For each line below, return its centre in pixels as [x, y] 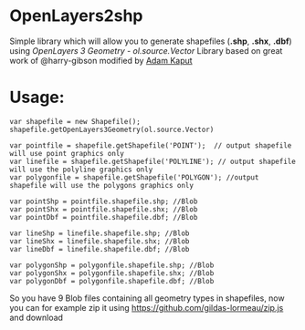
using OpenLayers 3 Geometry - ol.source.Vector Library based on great [146, 50]
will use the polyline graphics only [81, 170]
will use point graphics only [67, 153]
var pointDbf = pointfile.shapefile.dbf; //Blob [104, 217]
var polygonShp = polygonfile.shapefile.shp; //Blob [112, 265]
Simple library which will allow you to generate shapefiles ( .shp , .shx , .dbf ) [151, 41]
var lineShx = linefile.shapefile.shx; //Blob [100, 241]
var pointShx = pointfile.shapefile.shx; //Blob [104, 209]
